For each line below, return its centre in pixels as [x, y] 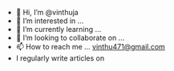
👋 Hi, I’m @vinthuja [47, 12]
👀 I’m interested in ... [50, 21]
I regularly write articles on [60, 58]
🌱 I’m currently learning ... [59, 29]
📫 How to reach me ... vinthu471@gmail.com [91, 47]
